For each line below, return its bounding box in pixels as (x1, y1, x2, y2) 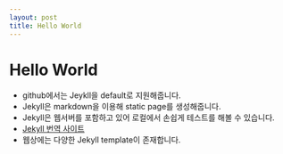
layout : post (9, 12, 58, 22)
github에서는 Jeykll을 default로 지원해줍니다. (21, 90, 181, 101)
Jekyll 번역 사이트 (21, 124, 85, 134)
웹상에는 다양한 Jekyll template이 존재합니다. (21, 134, 181, 145)
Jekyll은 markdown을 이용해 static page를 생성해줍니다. (21, 101, 221, 112)
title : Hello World (9, 21, 82, 30)
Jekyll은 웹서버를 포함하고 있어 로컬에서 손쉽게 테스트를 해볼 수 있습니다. (21, 112, 275, 123)
